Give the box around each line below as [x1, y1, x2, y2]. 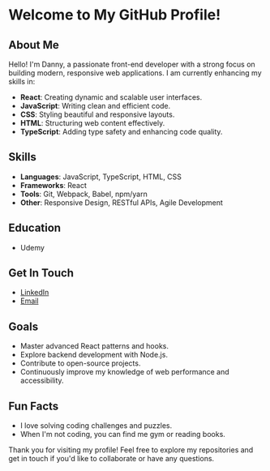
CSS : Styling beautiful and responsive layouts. [19, 109, 175, 119]
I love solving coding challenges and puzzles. [19, 421, 173, 430]
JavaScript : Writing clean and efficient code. [19, 101, 171, 110]
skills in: [8, 77, 36, 86]
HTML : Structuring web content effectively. [19, 118, 165, 127]
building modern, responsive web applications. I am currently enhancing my [8, 68, 262, 78]
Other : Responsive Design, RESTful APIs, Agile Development [19, 197, 223, 208]
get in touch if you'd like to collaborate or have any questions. [8, 454, 215, 464]
